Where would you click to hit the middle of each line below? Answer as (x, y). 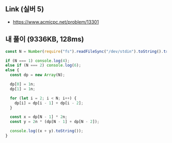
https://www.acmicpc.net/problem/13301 (56, 22)
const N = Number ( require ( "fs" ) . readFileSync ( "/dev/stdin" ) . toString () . (84, 51)
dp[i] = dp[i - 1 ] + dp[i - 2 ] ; (49, 103)
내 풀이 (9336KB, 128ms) (45, 39)
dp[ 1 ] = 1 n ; (23, 89)
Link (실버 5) (25, 9)
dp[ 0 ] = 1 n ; (23, 84)
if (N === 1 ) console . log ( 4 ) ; (38, 60)
